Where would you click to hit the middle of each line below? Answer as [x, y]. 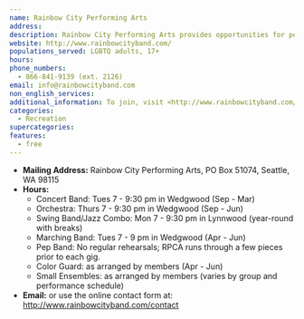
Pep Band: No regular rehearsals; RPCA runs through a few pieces [159, 246]
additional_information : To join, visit [87, 102]
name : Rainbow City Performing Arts [78, 18]
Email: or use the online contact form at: [98, 295]
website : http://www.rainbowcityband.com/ [90, 43]
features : [28, 136]
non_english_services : [52, 93]
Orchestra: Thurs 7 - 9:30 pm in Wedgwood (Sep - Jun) [140, 208]
